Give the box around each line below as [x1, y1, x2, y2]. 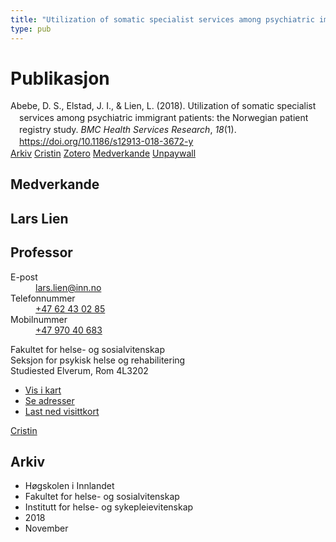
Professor [10, 244, 73, 261]
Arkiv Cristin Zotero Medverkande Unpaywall [10, 147, 197, 159]
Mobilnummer [10, 313, 68, 325]
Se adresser [24, 394, 75, 406]
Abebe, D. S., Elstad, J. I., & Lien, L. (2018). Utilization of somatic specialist [10, 100, 317, 112]
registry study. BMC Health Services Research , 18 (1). [19, 124, 237, 136]
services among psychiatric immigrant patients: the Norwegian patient [19, 112, 309, 124]
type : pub [10, 24, 52, 34]
